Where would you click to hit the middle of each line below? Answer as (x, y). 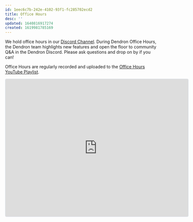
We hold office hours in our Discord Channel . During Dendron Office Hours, (81, 42)
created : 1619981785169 (29, 28)
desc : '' (14, 19)
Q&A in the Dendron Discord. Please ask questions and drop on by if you (78, 52)
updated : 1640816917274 (29, 23)
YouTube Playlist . (22, 72)
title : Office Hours (26, 14)
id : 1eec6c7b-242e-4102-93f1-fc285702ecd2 (49, 10)
